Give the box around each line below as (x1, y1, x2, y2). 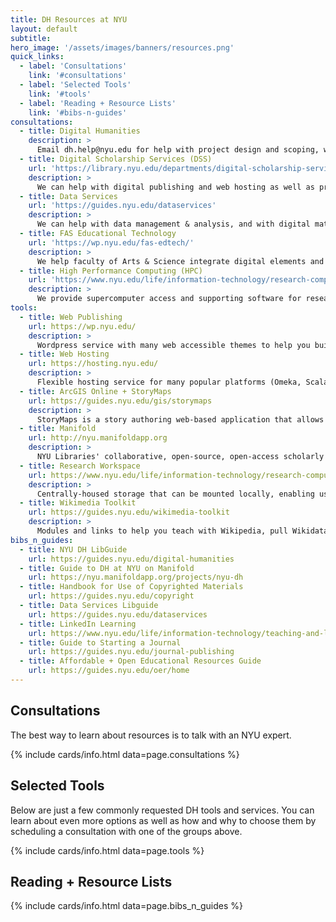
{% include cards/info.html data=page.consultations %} (10, 748, 240, 760)
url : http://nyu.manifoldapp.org (28, 433, 168, 443)
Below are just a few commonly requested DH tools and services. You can (10, 804, 315, 816)
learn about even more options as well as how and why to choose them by (10, 814, 317, 826)
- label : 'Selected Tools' (19, 80, 132, 90)
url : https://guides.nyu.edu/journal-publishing (28, 647, 235, 657)
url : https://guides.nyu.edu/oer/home (28, 666, 190, 676)
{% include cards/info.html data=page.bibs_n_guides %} (10, 900, 244, 912)
